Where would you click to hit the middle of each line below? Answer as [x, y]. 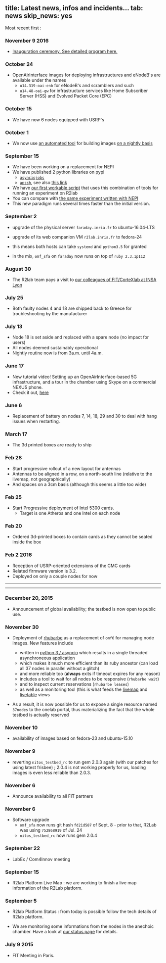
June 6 [14, 405]
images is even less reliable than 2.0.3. [52, 772]
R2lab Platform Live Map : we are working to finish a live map [74, 882]
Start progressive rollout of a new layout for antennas [66, 468]
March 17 [16, 434]
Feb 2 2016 [19, 555]
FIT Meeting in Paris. [33, 955]
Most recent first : [23, 28]
